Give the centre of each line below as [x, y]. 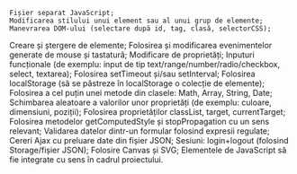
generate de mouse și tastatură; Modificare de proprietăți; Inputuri [132, 55]
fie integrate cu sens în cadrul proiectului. [86, 160]
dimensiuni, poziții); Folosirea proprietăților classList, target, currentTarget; [148, 112]
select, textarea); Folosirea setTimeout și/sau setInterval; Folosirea [132, 74]
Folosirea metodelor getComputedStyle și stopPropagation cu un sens [139, 122]
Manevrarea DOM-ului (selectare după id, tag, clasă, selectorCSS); [140, 29]
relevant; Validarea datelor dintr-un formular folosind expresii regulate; [139, 131]
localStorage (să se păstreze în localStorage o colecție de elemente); [137, 83]
